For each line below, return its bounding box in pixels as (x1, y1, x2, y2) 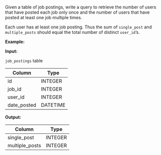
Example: (5, 39, 25, 45)
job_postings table (5, 58, 43, 63)
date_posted (7, 102, 37, 108)
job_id (7, 86, 22, 92)
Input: (5, 49, 18, 54)
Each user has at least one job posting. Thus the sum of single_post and (5, 24, 152, 30)
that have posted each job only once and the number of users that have (5, 9, 150, 15)
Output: (5, 114, 21, 120)
